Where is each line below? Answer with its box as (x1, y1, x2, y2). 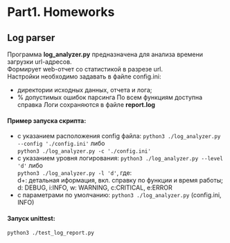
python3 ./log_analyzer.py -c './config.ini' (17, 148, 151, 155)
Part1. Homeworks (7, 4, 115, 20)
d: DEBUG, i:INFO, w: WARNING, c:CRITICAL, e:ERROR (17, 183, 172, 192)
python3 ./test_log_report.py (7, 230, 95, 237)
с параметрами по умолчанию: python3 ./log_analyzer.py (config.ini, (17, 191, 222, 199)
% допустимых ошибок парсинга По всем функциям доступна (17, 93, 203, 101)
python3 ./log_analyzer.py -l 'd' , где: (17, 169, 132, 177)
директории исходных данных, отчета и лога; (17, 86, 152, 94)
